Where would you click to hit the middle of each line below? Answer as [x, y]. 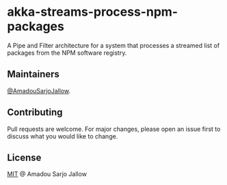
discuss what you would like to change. [63, 136]
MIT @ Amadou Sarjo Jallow [47, 174]
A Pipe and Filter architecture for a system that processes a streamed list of [113, 45]
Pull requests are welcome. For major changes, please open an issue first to [114, 129]
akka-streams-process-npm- [93, 12]
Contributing [35, 113]
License [24, 157]
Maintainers [34, 74]
